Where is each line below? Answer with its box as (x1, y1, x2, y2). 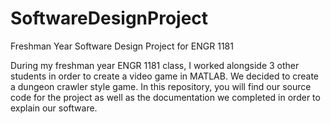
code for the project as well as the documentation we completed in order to (10, 91, 321, 103)
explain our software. (10, 102, 98, 114)
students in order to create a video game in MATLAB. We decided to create (10, 70, 320, 82)
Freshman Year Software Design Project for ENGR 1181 (10, 40, 234, 52)
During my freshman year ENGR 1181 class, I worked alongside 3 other (10, 59, 300, 71)
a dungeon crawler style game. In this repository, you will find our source (10, 80, 312, 92)
